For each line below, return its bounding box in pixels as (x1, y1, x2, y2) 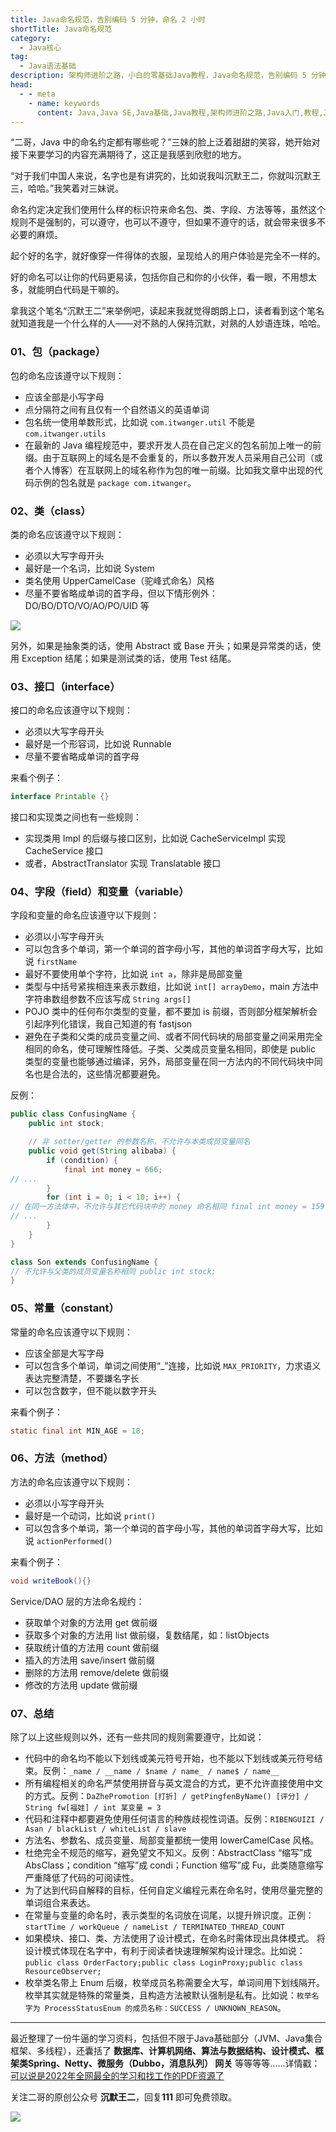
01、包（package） (10, 345, 107, 359)
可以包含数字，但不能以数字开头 (24, 1384, 157, 1396)
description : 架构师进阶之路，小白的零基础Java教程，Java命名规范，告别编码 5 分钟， (10, 71, 334, 81)
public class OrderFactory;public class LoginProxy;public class (24, 1957, 303, 1968)
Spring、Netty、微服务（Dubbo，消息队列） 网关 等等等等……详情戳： (27, 2057, 321, 2069)
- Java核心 (19, 42, 62, 53)
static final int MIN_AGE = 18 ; (10, 1426, 145, 1436)
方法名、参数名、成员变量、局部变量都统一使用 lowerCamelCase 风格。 (24, 1834, 320, 1846)
